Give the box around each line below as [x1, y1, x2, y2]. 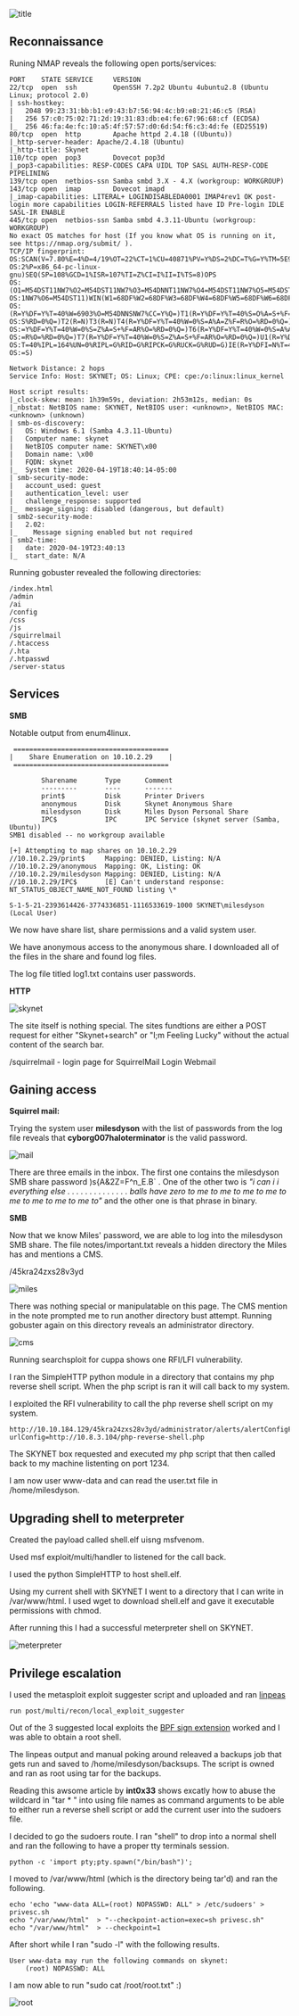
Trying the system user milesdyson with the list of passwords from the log [9, 1123, 283, 1134]
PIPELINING [9, 169, 50, 178]
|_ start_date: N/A [9, 551, 86, 560]
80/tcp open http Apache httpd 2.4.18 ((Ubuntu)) [9, 129, 233, 138]
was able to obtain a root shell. [9, 1731, 122, 1743]
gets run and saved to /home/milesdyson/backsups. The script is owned [9, 1758, 275, 1770]
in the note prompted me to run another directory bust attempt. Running [9, 1310, 272, 1321]
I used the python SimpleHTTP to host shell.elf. [9, 1569, 182, 1580]
